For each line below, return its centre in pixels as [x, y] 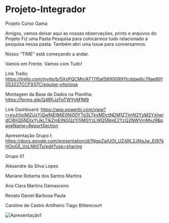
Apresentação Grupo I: [29, 135]
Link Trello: [17, 73]
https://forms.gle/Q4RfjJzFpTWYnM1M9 [47, 100]
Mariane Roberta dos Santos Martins [44, 176]
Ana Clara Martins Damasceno [37, 185]
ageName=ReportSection [32, 125]
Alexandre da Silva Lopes [32, 166]
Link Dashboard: [22, 109]
